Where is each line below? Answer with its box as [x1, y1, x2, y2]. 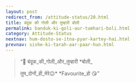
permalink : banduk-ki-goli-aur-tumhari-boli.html [5, 25, 131, 31]
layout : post [5, 8, 38, 15]
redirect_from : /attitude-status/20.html [5, 14, 109, 20]
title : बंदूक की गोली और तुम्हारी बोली [5, 20, 80, 25]
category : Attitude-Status [5, 31, 72, 37]
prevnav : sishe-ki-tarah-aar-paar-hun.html [5, 42, 115, 48]
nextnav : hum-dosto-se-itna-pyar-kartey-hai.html [5, 36, 131, 42]
